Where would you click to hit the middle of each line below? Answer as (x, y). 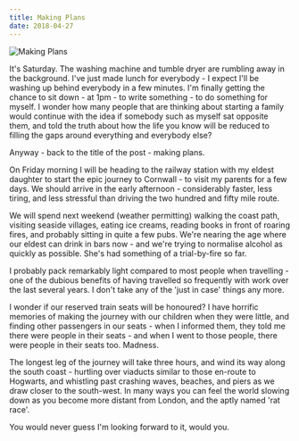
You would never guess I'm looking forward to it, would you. (120, 427)
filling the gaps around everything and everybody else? (111, 135)
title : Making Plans (48, 17)
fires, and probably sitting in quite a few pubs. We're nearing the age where (148, 234)
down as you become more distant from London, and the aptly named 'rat (145, 400)
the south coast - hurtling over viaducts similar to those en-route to (133, 371)
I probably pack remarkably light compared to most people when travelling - (149, 270)
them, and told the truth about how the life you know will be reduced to (140, 125)
